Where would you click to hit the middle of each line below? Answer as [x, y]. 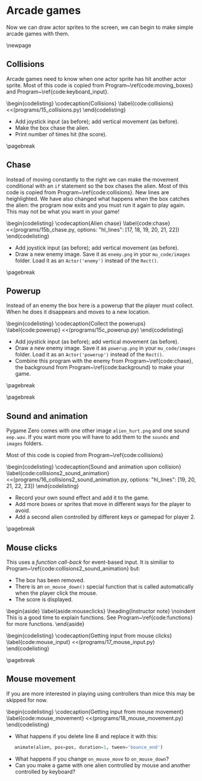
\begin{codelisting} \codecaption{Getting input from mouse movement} [95, 712]
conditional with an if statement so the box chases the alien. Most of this [97, 186]
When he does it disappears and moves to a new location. [78, 312]
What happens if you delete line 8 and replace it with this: [86, 736]
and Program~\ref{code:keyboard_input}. [58, 92]
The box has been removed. [50, 580]
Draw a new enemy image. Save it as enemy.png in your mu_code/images [103, 254]
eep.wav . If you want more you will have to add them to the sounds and [93, 437]
